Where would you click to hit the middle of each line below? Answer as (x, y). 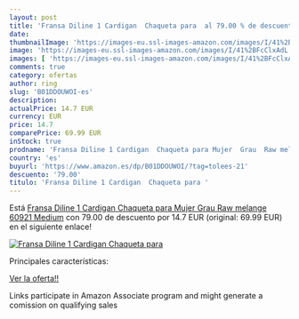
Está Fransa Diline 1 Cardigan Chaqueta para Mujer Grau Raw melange (138, 208)
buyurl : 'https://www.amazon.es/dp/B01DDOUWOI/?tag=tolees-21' (129, 166)
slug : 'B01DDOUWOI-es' (51, 92)
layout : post (33, 17)
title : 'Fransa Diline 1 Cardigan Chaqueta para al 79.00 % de (133, 26)
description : (33, 100)
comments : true (37, 68)
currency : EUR (36, 116)
